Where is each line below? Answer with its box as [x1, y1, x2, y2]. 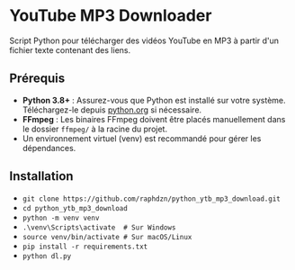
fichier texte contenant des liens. [9, 44, 131, 55]
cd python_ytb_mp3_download [22, 203, 128, 212]
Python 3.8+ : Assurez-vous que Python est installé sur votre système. [22, 94, 286, 105]
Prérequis [9, 71, 66, 86]
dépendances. [22, 142, 76, 153]
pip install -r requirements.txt [22, 242, 148, 251]
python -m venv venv [22, 213, 100, 222]
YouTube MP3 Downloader [9, 5, 212, 26]
